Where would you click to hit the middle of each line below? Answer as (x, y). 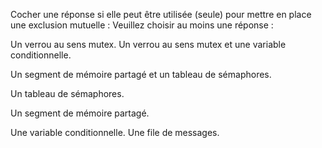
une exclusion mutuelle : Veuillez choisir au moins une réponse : (142, 25)
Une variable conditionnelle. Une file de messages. (115, 132)
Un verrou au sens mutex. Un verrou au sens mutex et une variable (148, 44)
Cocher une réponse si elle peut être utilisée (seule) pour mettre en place (161, 14)
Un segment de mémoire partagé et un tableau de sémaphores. (141, 74)
